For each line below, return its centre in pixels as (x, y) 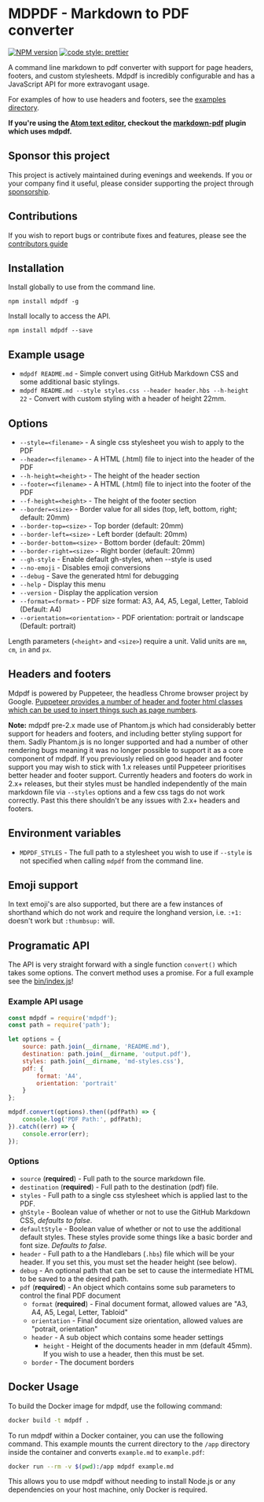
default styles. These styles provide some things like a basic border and (136, 1237)
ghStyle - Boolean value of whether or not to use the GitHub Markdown (135, 1212)
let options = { (35, 1039)
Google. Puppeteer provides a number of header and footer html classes (126, 701)
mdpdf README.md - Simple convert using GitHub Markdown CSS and (129, 373)
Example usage (46, 354)
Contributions (43, 217)
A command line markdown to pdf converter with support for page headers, (131, 67)
